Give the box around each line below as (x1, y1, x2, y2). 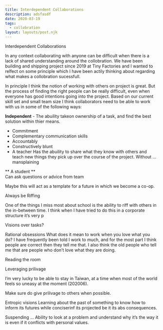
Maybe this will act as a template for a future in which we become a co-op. (5, 183, 155, 189)
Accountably (12, 138, 38, 144)
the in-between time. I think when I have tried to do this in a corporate (5, 207, 145, 213)
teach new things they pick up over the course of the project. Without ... (12, 154, 157, 159)
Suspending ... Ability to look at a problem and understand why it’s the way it (5, 314, 159, 320)
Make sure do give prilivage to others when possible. (5, 290, 111, 296)
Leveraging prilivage (5, 266, 46, 272)
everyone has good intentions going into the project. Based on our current (5, 93, 154, 99)
